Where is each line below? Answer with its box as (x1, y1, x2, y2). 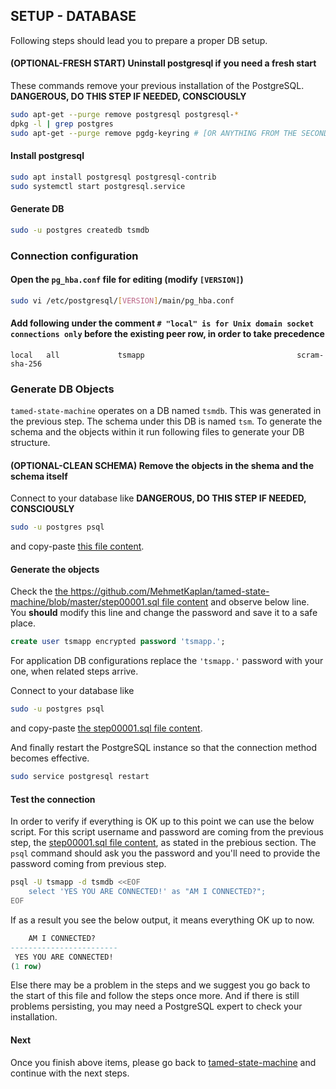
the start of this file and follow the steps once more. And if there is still (10, 990, 300, 1002)
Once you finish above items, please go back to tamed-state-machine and (10, 1056, 317, 1068)
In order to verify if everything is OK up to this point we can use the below (10, 815, 315, 828)
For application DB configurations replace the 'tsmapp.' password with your (10, 655, 324, 667)
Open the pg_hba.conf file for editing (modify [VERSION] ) (10, 274, 244, 286)
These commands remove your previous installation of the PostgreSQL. (10, 80, 305, 92)
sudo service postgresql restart (10, 772, 150, 782)
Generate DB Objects (10, 382, 115, 396)
